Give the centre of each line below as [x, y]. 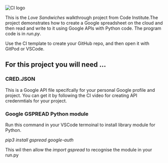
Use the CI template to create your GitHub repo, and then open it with [77, 43]
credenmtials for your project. [36, 100]
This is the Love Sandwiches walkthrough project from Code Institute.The [82, 17]
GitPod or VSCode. [25, 49]
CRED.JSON [20, 79]
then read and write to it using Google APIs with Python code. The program [83, 28]
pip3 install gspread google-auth [40, 140]
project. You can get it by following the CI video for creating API [71, 95]
